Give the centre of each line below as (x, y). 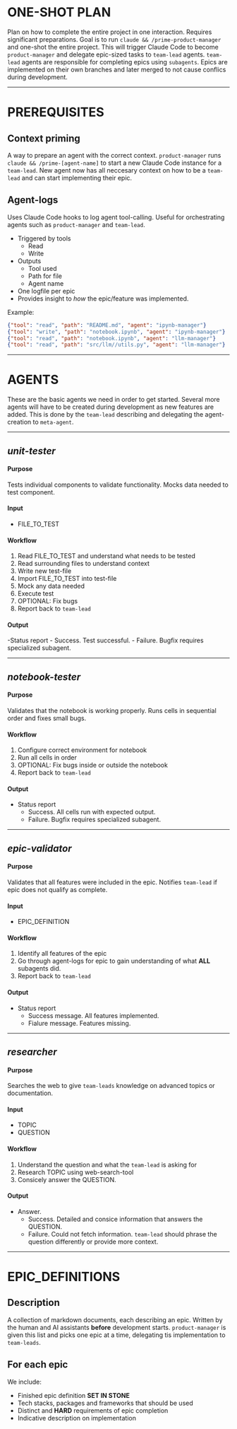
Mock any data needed (51, 586)
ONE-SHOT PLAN (59, 12)
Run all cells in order (47, 758)
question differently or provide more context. (93, 1242)
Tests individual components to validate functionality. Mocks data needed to (118, 485)
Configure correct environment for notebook (82, 750)
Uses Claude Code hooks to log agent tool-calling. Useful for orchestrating (116, 217)
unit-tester (32, 451)
